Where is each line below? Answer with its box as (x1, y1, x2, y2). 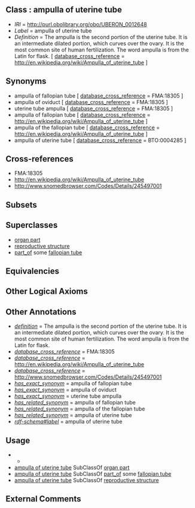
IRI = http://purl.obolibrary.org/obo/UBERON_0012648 (14, 20, 147, 28)
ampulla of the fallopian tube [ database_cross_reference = (14, 124, 160, 131)
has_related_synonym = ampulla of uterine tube (14, 412, 132, 419)
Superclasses (5, 220, 58, 230)
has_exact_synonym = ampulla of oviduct (14, 386, 117, 394)
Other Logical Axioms (5, 287, 88, 297)
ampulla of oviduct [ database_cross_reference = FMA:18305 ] (14, 98, 168, 105)
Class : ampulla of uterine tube (5, 5, 122, 15)
